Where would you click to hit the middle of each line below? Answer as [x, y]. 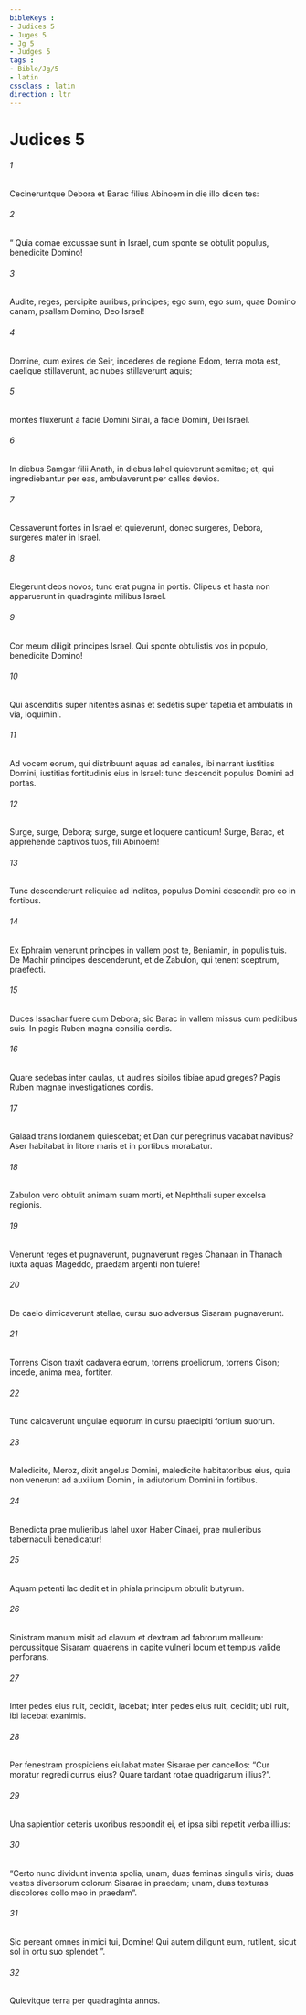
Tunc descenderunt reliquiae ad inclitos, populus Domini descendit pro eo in [153, 891]
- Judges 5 [30, 52]
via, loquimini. [36, 714]
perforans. [29, 1656]
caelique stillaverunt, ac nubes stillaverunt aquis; [101, 370]
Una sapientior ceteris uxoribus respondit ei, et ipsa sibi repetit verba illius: [150, 1824]
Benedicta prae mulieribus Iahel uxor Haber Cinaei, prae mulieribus [136, 1529]
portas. [23, 783]
